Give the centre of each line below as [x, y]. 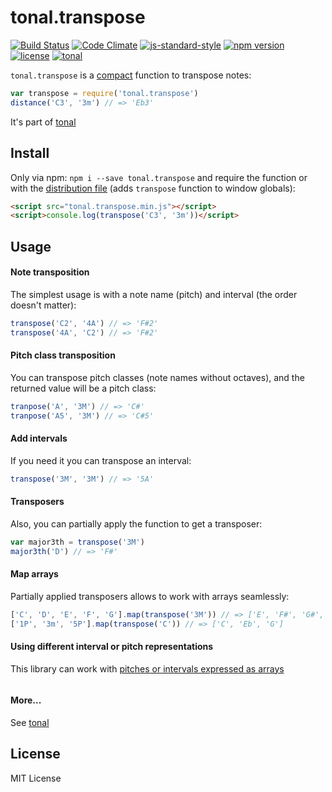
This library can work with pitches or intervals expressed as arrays [147, 668]
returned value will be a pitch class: [83, 388]
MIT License [36, 778]
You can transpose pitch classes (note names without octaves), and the [157, 377]
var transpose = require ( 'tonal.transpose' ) [104, 93]
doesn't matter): [43, 305]
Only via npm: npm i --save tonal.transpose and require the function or [159, 177]
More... [26, 700]
